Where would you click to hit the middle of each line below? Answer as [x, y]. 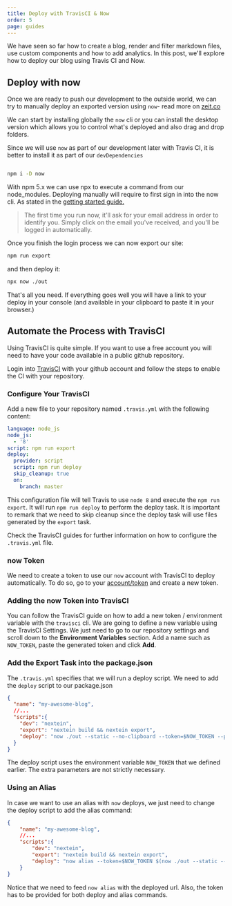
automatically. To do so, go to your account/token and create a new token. [113, 582]
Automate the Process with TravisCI [86, 331]
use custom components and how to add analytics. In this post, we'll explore [116, 53]
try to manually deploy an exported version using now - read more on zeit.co [114, 106]
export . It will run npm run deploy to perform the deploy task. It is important [114, 507]
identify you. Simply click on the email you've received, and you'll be [122, 222]
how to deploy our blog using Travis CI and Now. [76, 61]
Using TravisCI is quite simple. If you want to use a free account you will [109, 348]
